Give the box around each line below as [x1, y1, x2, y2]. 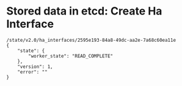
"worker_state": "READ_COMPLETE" [28, 53, 114, 59]
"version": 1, [17, 64, 53, 70]
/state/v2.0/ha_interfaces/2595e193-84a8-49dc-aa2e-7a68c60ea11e [6, 37, 176, 43]
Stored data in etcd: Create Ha [6, 4, 162, 18]
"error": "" [17, 68, 48, 75]
